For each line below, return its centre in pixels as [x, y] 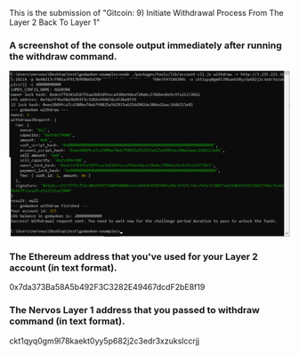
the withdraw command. [63, 56]
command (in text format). [67, 321]
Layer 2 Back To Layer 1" [55, 22]
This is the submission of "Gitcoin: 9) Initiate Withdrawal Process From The [146, 13]
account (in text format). [63, 268]
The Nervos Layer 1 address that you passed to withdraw [134, 311]
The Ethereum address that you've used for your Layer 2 [133, 256]
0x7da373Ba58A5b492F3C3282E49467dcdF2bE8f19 [107, 287]
